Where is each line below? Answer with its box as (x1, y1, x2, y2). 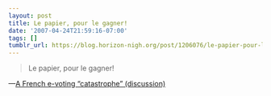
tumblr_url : (8, 42, 48, 50)
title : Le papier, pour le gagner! (8, 19, 128, 27)
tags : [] (8, 34, 38, 42)
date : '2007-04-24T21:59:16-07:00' (8, 26, 128, 34)
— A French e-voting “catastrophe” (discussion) (8, 79, 166, 89)
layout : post (8, 11, 52, 20)
